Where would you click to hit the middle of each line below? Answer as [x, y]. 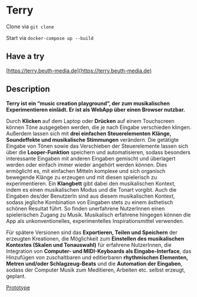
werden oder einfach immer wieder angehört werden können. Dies [87, 165]
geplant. [16, 276]
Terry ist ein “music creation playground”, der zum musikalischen [88, 103]
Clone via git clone [30, 26]
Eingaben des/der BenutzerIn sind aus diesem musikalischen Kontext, [91, 196]
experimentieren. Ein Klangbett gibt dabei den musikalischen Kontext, [91, 183]
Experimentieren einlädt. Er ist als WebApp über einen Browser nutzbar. [96, 109]
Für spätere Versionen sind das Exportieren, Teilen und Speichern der [92, 232]
